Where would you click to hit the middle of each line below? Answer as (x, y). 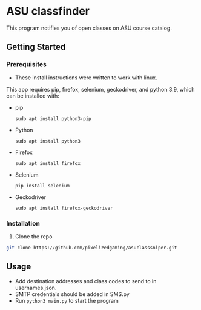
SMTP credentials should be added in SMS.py (72, 294)
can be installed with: (33, 96)
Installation (23, 223)
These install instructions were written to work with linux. (86, 78)
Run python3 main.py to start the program (67, 300)
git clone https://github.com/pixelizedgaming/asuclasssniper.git (92, 248)
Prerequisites (26, 64)
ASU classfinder (48, 11)
